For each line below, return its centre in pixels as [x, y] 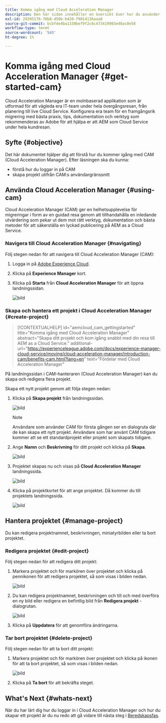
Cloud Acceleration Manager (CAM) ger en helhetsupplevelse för [71, 210]
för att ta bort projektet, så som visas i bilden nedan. [65, 664]
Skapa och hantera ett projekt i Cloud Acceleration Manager [78, 310]
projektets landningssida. [38, 496]
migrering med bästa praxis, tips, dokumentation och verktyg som [72, 116]
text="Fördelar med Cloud [114, 359]
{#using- [141, 190]
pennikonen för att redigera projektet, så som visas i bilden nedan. [80, 577]
